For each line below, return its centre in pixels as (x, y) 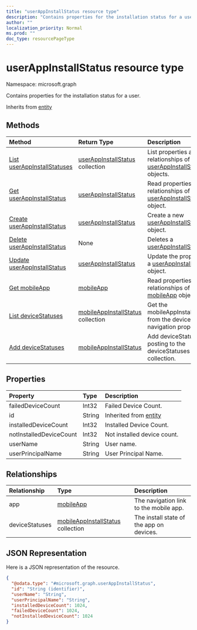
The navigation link (160, 501)
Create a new (166, 215)
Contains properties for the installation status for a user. (73, 95)
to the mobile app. (159, 508)
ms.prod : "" (21, 33)
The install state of (160, 518)
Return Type (96, 142)
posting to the (167, 343)
